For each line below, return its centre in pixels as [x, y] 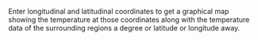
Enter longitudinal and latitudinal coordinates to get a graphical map [119, 11]
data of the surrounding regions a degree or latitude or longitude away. [124, 28]
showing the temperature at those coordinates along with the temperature [129, 20]
